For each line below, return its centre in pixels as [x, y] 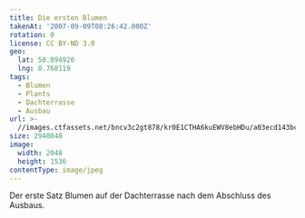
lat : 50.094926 [46, 60]
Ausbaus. [27, 205]
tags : [20, 77]
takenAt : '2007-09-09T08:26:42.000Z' [81, 26]
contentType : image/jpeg [56, 170]
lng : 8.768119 [44, 69]
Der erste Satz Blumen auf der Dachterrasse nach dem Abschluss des [140, 195]
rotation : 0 [32, 35]
